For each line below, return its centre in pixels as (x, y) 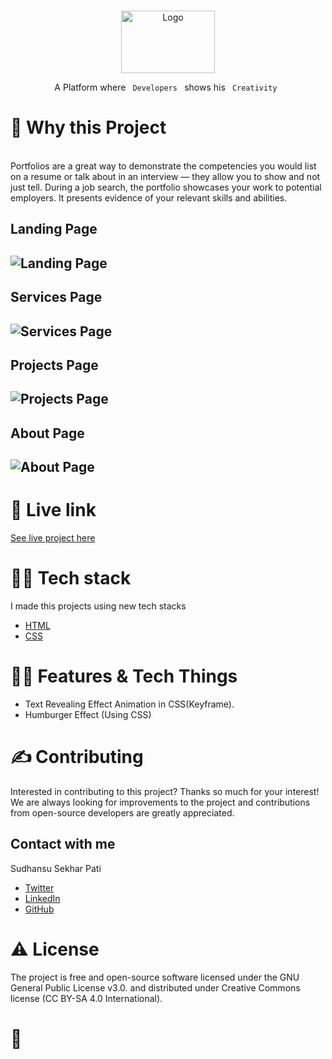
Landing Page (54, 229)
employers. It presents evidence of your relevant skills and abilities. (149, 197)
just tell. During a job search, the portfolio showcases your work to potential (166, 187)
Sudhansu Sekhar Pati (56, 868)
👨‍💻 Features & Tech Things (124, 676)
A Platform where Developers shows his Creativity (166, 87)
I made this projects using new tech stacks (98, 606)
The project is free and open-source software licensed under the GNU (155, 977)
